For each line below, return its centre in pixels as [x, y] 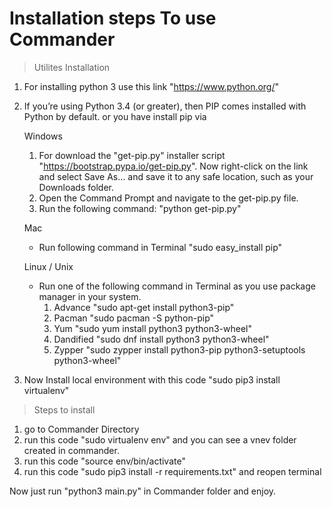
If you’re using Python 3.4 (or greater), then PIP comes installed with [165, 106]
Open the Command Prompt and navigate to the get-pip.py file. [168, 198]
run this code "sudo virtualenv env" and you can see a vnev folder [160, 439]
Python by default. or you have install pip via [115, 116]
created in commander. [71, 450]
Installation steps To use [113, 18]
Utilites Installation [72, 67]
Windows [43, 136]
